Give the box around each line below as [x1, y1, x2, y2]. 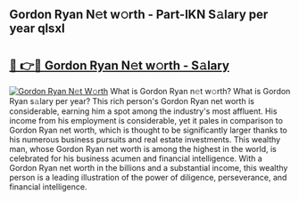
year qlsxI [9, 21, 65, 36]
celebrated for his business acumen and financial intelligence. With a [9, 153, 263, 164]
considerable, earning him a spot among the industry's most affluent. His [9, 106, 278, 117]
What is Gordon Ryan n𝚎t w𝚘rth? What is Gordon [110, 86, 291, 96]
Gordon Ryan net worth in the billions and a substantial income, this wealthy [9, 163, 288, 173]
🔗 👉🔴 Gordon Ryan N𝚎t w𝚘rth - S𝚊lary [9, 58, 230, 73]
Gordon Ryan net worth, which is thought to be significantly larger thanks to [9, 125, 288, 135]
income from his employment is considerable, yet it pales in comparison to [9, 116, 284, 125]
